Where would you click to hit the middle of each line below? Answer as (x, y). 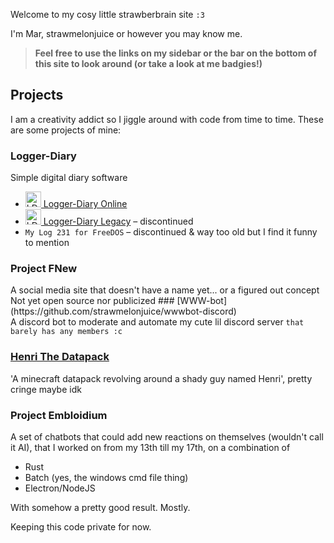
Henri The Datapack (60, 357)
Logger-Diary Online (85, 204)
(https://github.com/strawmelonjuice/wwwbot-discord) (123, 311)
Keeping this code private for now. (81, 527)
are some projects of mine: (66, 130)
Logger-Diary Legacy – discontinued (118, 221)
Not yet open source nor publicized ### (92, 301)
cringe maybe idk (46, 389)
